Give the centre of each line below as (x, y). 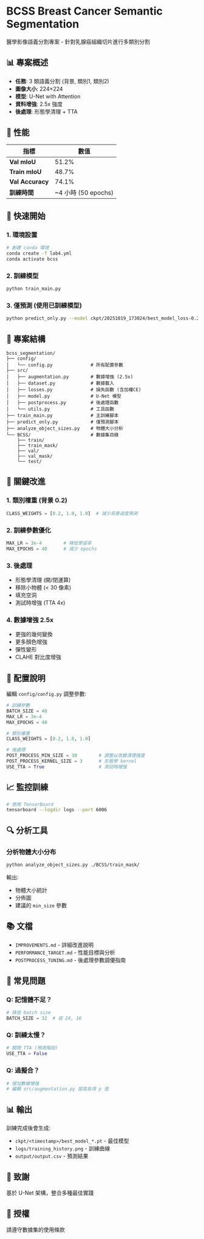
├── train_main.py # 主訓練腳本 (63, 416)
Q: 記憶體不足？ (29, 1000)
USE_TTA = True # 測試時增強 (67, 767)
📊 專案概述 (27, 63)
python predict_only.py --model (47, 318)
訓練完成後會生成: (29, 1128)
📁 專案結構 (26, 339)
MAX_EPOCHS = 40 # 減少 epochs (52, 549)
